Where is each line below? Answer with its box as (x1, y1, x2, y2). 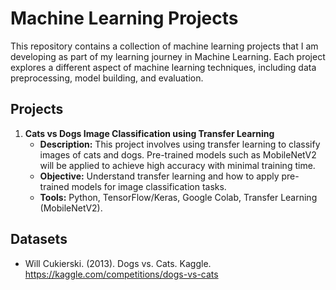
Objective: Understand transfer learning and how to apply (39, 170, 280, 182)
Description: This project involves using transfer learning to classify (39, 138, 321, 150)
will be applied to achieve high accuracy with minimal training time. (39, 159, 316, 171)
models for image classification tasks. (71, 180, 227, 192)
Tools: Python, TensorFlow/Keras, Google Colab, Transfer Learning (39, 191, 318, 203)
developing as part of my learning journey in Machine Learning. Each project (10, 50, 326, 62)
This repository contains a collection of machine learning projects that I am (10, 40, 319, 52)
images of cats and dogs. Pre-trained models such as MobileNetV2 (39, 148, 317, 161)
